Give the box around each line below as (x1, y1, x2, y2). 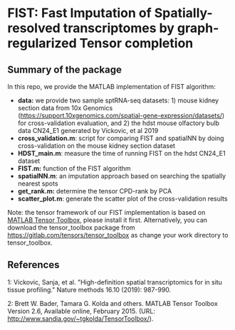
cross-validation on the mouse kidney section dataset (17, 142, 176, 150)
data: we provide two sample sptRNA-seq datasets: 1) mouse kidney (17, 96, 219, 105)
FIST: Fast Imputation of (7, 5, 152, 21)
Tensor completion (79, 36, 194, 51)
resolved (7, 20, 61, 36)
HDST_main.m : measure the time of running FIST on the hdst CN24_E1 (17, 149, 226, 157)
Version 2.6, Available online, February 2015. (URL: (7, 307, 155, 315)
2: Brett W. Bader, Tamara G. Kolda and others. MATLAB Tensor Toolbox (7, 299, 219, 307)
